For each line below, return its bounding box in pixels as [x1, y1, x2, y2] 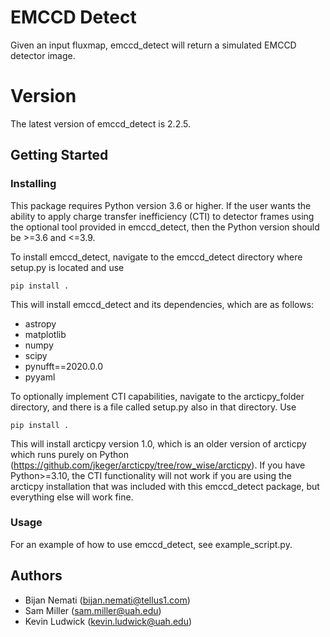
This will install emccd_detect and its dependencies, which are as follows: [10, 298, 315, 310]
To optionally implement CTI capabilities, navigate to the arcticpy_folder [10, 390, 305, 402]
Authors [10, 567, 63, 585]
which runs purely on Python [10, 448, 129, 460]
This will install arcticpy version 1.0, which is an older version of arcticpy [10, 437, 307, 450]
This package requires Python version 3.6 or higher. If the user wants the [10, 199, 312, 211]
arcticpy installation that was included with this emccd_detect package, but [10, 480, 320, 492]
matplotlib [24, 328, 67, 340]
